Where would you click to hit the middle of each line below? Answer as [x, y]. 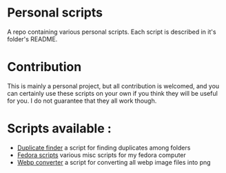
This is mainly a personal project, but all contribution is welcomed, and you [113, 86]
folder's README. [32, 39]
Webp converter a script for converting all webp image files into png [114, 162]
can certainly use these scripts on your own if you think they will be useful [113, 93]
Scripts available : [59, 129]
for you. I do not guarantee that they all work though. [82, 101]
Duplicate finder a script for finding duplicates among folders [104, 147]
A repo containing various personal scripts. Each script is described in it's [112, 32]
